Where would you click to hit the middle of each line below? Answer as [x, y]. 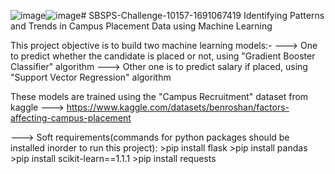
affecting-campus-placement [71, 118]
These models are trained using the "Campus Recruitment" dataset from [159, 96]
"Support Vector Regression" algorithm [91, 77]
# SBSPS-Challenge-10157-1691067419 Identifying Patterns [202, 15]
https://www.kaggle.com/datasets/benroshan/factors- [178, 107]
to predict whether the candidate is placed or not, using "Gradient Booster [163, 56]
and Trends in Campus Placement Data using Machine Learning [141, 26]
